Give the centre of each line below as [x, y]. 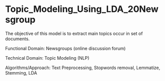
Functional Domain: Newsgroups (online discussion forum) [65, 48]
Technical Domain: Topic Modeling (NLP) [47, 58]
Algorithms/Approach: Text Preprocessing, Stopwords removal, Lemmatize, [83, 68]
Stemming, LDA [21, 73]
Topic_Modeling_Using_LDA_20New [82, 9]
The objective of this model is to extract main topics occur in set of [74, 33]
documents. [17, 39]
